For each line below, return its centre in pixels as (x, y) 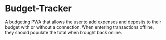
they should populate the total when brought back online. (64, 32)
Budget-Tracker (39, 9)
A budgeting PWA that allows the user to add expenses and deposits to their (83, 22)
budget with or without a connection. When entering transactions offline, (80, 27)
